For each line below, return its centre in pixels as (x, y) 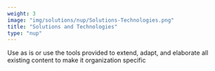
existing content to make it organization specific (77, 61)
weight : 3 (22, 14)
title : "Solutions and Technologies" (63, 26)
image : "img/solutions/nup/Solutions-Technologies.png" (91, 20)
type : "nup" (25, 33)
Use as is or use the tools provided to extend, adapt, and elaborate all (108, 53)
